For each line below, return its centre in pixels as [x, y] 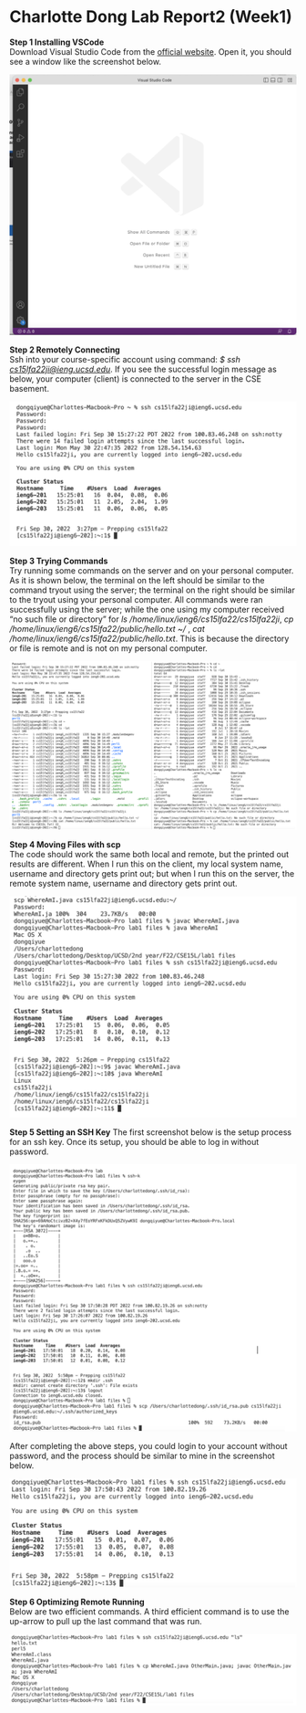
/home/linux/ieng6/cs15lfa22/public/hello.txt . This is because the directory [149, 638]
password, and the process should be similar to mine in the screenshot [142, 1456]
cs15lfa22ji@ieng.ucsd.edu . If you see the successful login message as [143, 369]
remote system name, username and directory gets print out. [124, 884]
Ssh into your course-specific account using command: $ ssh [125, 360]
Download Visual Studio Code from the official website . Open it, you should [150, 51]
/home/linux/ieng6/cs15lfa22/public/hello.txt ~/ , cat [107, 628]
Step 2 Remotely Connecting [65, 350]
